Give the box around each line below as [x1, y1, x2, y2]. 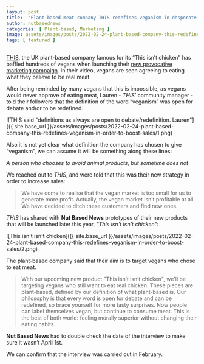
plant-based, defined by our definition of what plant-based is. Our [21, 289, 186, 295]
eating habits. [21, 321, 56, 327]
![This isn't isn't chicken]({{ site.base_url [6, 233, 107, 239]
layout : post [6, 9, 39, 15]
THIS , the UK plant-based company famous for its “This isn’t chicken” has [6, 54, 191, 61]
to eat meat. [6, 264, 36, 271]
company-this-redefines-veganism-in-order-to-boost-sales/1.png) [6, 129, 173, 136]
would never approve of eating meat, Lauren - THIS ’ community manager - [6, 92, 193, 99]
